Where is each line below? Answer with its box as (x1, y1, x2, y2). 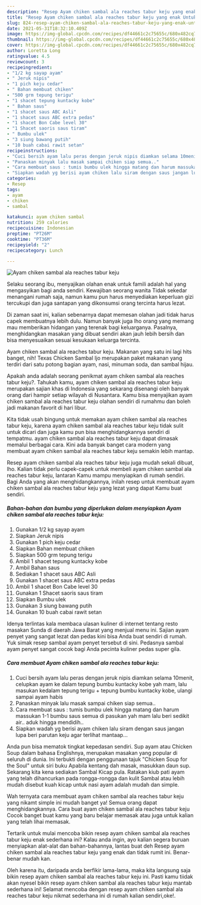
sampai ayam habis (15, 693, 63, 701)
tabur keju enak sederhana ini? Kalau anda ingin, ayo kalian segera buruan (7, 836, 190, 843)
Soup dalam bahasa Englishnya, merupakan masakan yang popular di (7, 750, 178, 757)
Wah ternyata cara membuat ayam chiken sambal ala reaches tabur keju (7, 793, 184, 800)
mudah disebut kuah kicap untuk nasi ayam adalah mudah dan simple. (7, 781, 180, 788)
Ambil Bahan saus (15, 564, 60, 571)
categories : (7, 176, 36, 182)
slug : (7, 20, 20, 26)
